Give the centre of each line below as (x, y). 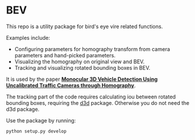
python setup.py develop (36, 131)
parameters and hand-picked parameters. (65, 55)
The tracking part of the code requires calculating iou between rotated (91, 97)
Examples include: (28, 37)
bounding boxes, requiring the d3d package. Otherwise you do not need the (98, 103)
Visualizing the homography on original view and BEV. (79, 62)
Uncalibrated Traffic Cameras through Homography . (71, 85)
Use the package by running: (41, 120)
